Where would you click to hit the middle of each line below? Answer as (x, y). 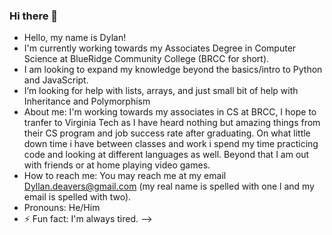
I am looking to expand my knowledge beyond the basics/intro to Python (173, 70)
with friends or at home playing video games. (117, 165)
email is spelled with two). (77, 197)
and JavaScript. (56, 80)
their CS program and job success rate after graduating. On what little (167, 133)
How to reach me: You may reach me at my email (125, 176)
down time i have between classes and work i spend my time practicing (171, 144)
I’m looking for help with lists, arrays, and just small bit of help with (161, 91)
